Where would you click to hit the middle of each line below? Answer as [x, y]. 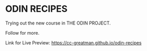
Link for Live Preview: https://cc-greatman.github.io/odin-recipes [73, 43]
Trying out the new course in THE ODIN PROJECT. [58, 23]
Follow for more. [22, 33]
